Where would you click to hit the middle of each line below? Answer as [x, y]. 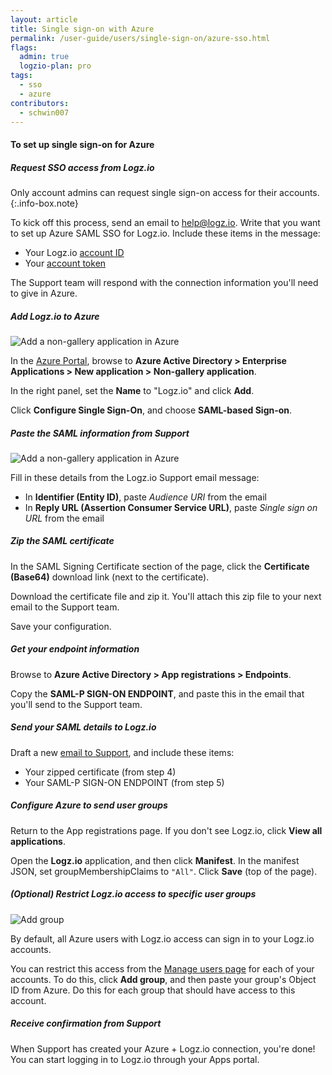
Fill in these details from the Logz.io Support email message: [135, 477]
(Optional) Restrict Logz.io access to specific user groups [133, 894]
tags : [21, 76]
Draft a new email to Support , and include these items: [122, 752]
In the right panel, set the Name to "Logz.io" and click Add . [132, 390]
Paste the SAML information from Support [100, 433]
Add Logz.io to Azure [55, 316]
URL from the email [64, 518]
